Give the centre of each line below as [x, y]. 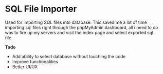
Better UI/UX [25, 67]
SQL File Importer [41, 9]
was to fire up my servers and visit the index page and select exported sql [79, 32]
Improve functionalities [35, 61]
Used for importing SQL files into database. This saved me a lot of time [76, 22]
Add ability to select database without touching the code [69, 56]
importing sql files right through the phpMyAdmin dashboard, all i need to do [81, 27]
